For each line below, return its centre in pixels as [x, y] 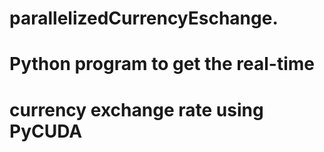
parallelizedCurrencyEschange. [144, 18]
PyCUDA [46, 131]
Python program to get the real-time [162, 64]
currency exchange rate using [136, 109]
